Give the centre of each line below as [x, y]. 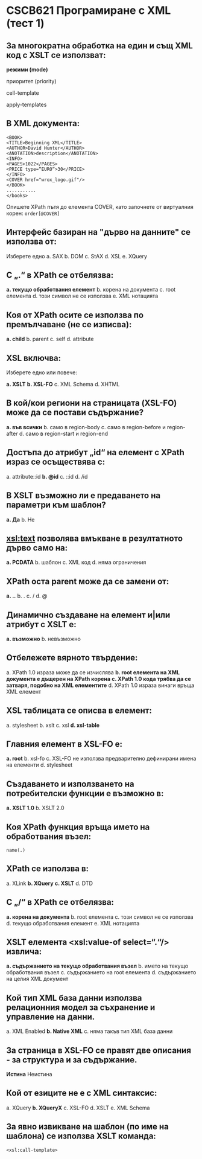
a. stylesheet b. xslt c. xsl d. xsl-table [53, 725]
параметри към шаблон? [56, 505]
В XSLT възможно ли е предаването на [84, 496]
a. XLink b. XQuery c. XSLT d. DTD [50, 883]
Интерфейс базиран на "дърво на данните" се [99, 232]
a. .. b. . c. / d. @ [27, 596]
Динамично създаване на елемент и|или [88, 615]
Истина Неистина [29, 1074]
